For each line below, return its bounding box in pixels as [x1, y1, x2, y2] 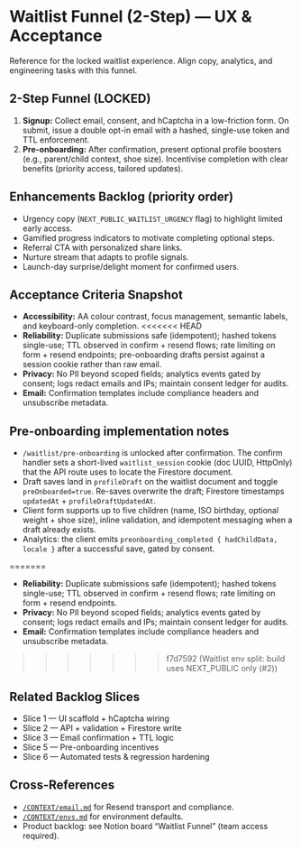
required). [22, 830, 60, 841]
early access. [22, 223, 73, 234]
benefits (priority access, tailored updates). [22, 162, 184, 173]
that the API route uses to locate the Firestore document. [22, 467, 233, 477]
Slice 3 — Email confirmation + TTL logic [22, 733, 174, 743]
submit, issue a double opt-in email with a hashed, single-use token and [22, 125, 290, 135]
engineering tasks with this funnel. [9, 65, 138, 76]
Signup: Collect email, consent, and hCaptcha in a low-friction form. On [22, 115, 289, 125]
